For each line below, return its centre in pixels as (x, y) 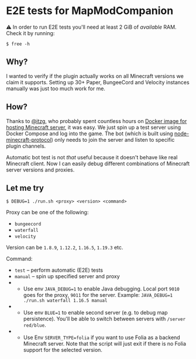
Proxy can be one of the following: (47, 213)
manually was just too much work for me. (56, 88)
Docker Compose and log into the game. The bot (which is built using (90, 134)
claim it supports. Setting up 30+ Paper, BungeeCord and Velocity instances (98, 82)
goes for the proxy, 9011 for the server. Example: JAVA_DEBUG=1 (98, 295)
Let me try (25, 188)
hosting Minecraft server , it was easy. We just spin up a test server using (94, 127)
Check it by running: (30, 33)
